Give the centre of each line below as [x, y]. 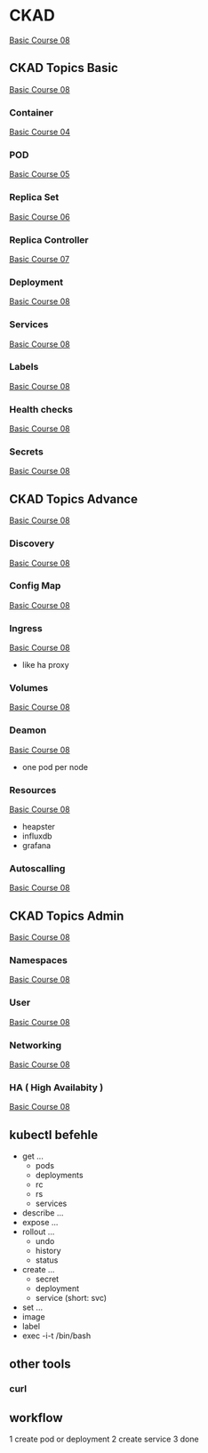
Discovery [32, 543]
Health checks [41, 409]
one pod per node [55, 767]
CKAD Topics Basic [64, 68]
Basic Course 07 [39, 259]
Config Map [35, 586]
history [48, 1251]
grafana [36, 846]
